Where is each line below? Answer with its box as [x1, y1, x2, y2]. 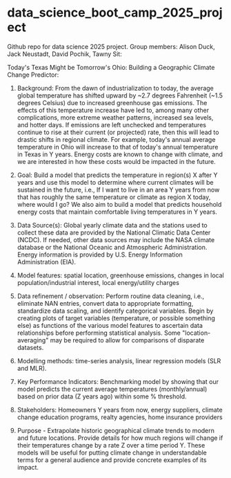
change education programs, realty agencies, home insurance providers [17, 413, 223, 421]
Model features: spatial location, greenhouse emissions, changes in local [17, 271, 224, 279]
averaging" [17, 335, 49, 344]
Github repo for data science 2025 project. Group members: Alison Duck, [7, 42, 215, 50]
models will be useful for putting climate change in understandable [17, 448, 207, 457]
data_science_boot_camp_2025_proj [7, 5, 223, 21]
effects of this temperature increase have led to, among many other [17, 106, 209, 114]
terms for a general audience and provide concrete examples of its [17, 455, 207, 464]
